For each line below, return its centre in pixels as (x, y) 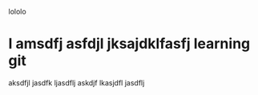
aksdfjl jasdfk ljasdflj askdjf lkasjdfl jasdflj (77, 82)
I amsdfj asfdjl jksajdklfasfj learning (129, 44)
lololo (17, 12)
